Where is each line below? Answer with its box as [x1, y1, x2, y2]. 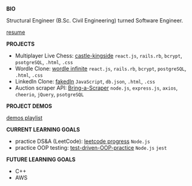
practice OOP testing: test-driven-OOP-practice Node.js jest [15, 144, 167, 151]
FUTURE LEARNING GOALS [6, 156, 76, 163]
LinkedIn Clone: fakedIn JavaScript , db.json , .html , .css [15, 78, 156, 85]
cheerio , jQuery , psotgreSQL [15, 91, 84, 98]
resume [6, 28, 25, 36]
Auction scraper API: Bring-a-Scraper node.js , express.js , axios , [15, 84, 178, 91]
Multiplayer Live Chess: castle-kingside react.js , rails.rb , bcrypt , [15, 52, 183, 59]
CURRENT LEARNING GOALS [6, 126, 81, 133]
